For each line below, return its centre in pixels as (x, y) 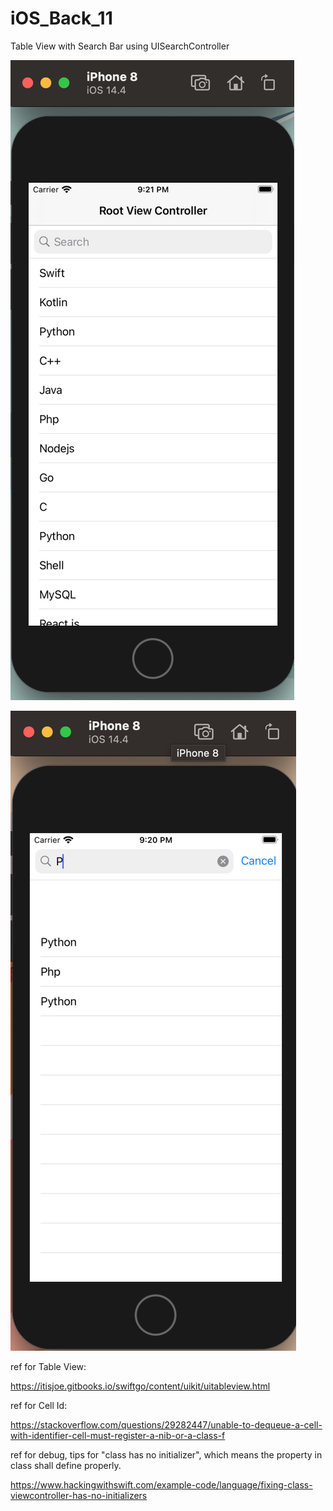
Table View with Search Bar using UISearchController (120, 46)
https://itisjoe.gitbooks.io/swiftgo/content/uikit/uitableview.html (140, 1386)
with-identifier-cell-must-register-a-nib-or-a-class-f (118, 1435)
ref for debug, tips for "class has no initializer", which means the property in (166, 1454)
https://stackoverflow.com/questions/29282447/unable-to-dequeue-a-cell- (166, 1424)
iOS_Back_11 (61, 18)
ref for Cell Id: (39, 1405)
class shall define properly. (66, 1465)
